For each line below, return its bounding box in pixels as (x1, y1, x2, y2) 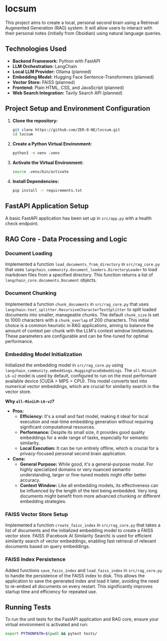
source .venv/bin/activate (12, 169, 69, 174)
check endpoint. (5, 220, 39, 226)
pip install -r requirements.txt (12, 188, 82, 193)
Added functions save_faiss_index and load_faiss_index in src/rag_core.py (5, 567, 162, 573)
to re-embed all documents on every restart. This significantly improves (5, 583, 153, 589)
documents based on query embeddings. (5, 543, 90, 549)
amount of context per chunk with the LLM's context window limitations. (5, 327, 154, 333)
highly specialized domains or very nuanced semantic (19, 466, 131, 472)
